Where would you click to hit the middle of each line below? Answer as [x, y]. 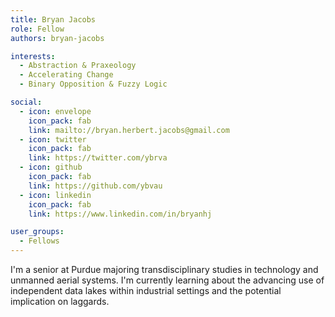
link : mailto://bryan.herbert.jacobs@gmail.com [129, 130]
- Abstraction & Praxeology [78, 66]
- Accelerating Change [66, 75]
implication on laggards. [60, 301]
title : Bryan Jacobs [53, 19]
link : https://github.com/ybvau [95, 186]
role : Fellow [37, 29]
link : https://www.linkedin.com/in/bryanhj [120, 214]
